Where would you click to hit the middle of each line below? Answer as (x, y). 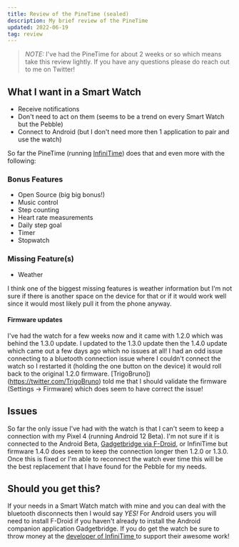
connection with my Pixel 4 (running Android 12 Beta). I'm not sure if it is (113, 436)
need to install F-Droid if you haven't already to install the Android (104, 521)
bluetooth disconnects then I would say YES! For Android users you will (112, 513)
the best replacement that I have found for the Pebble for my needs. (107, 466)
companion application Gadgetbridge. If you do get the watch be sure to (113, 528)
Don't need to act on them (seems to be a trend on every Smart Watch (121, 117)
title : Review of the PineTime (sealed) (68, 14)
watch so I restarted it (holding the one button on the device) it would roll (115, 366)
